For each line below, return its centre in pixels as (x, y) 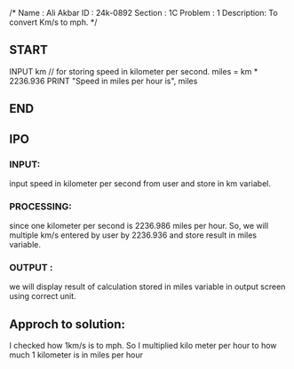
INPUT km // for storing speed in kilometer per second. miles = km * (134, 71)
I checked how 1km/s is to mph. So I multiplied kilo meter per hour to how (143, 346)
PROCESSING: (41, 206)
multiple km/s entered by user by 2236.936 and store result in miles (133, 235)
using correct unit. (43, 296)
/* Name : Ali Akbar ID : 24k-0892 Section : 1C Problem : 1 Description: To (143, 13)
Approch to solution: (68, 324)
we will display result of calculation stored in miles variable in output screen (147, 287)
